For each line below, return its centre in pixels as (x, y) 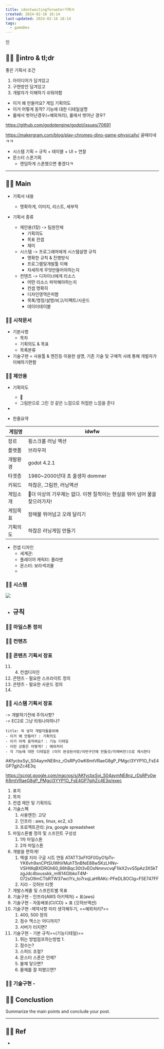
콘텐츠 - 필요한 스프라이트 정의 (42, 678)
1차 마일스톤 (31, 839)
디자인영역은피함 (43, 294)
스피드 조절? (31, 952)
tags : (11, 23)
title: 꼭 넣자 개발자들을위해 (32, 731)
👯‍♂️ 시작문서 (19, 320)
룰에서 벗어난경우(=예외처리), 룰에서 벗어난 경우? (59, 115)
